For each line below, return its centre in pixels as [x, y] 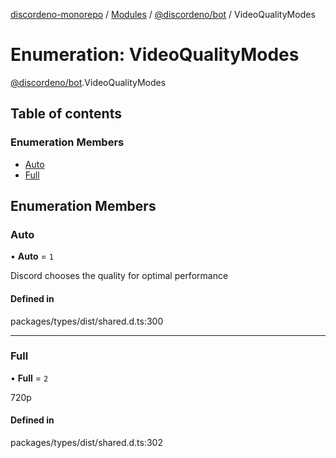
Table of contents [66, 114]
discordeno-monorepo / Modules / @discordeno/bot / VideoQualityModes [163, 14]
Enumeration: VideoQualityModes [155, 55]
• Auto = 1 [32, 256]
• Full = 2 [29, 378]
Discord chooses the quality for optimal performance [119, 276]
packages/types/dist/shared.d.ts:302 [86, 443]
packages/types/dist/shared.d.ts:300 [87, 321]
